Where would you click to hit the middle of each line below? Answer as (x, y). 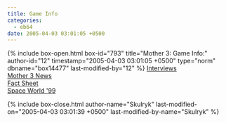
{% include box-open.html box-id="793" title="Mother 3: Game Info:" (107, 53)
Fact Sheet (23, 83)
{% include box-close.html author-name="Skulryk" (81, 104)
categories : (25, 20)
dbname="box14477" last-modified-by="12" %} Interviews (92, 68)
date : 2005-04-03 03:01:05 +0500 (56, 33)
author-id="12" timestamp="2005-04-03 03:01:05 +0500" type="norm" (112, 61)
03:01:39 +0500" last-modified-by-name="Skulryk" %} (139, 112)
